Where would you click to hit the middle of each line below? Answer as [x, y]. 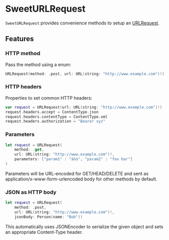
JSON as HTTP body [31, 192]
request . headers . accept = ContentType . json [52, 112]
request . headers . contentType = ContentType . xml [57, 117]
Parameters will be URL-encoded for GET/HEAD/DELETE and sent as [77, 173]
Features [20, 39]
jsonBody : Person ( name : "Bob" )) [48, 217]
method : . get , [29, 150]
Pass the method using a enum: [38, 65]
